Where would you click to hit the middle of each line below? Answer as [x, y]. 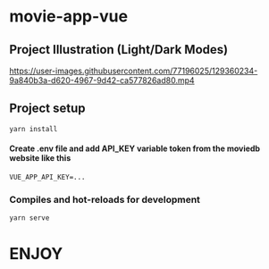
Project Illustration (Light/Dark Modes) [119, 50]
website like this [40, 158]
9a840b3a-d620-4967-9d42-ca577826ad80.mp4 [102, 80]
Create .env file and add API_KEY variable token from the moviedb [135, 148]
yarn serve [29, 218]
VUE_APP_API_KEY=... [48, 177]
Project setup [48, 109]
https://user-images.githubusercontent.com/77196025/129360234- [134, 71]
